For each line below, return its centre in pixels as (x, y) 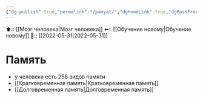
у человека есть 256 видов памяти (60, 77)
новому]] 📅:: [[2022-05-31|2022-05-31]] (57, 35)
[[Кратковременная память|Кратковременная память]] (86, 83)
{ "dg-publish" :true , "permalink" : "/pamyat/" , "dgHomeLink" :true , (87, 12)
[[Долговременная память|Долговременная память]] (84, 89)
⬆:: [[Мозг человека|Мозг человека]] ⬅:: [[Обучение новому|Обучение (98, 29)
